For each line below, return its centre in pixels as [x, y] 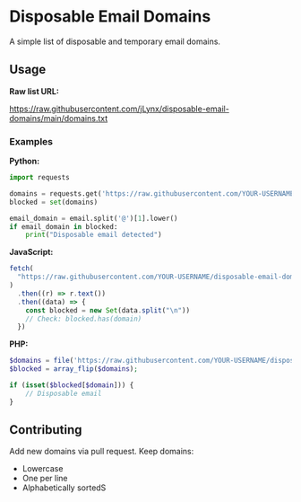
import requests [39, 178]
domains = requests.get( [56, 194]
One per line [45, 479]
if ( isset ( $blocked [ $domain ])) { [72, 385]
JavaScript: [31, 252]
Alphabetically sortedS [64, 488]
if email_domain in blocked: [64, 226]
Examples [31, 141]
